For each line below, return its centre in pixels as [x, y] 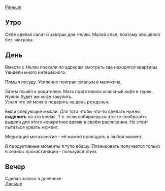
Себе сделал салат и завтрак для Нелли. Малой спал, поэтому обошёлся [82, 34]
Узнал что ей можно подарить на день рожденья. [57, 102]
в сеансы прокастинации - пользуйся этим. [51, 151]
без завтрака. [19, 39]
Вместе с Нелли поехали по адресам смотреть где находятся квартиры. [82, 67]
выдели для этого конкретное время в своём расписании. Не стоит [77, 122]
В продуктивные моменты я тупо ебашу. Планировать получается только [83, 146]
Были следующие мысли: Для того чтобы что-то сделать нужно [73, 111]
